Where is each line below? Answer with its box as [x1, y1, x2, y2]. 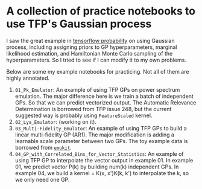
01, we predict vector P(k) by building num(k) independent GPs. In [14, 163, 179, 170]
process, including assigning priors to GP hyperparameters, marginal [6, 43, 177, 51]
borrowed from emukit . [14, 144, 72, 151]
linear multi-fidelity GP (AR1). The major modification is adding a [14, 131, 175, 138]
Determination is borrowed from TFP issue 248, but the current [14, 105, 172, 112]
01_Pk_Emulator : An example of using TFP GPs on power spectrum [14, 86, 180, 93]
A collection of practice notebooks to [6, 4, 196, 18]
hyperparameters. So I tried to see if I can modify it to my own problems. [6, 56, 187, 63]
